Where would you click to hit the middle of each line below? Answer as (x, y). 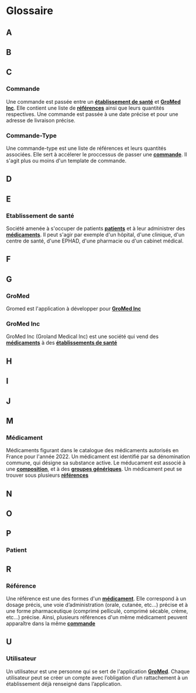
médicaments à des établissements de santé (62, 343)
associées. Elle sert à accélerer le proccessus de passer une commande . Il (97, 154)
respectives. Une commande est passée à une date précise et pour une (92, 114)
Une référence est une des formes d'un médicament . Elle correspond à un (96, 599)
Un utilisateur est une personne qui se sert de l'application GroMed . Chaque (98, 671)
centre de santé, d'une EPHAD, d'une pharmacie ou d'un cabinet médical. (95, 241)
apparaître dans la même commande (51, 624)
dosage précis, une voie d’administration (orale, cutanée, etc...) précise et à (97, 605)
